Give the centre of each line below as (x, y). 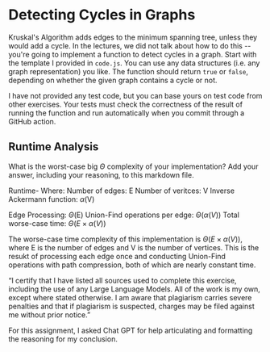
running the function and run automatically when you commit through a (127, 113)
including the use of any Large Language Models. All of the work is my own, (134, 289)
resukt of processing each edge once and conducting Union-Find (117, 256)
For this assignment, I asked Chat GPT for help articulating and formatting (131, 330)
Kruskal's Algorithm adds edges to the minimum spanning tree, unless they (133, 37)
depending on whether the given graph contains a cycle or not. (113, 80)
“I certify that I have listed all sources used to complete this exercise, (123, 280)
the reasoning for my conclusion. (63, 339)
